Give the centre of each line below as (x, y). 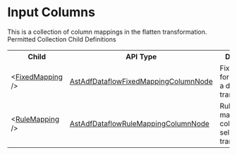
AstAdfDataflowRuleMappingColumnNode (139, 123)
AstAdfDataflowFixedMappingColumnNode (141, 81)
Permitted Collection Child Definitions (62, 39)
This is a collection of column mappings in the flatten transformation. (107, 32)
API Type (141, 56)
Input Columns (51, 12)
